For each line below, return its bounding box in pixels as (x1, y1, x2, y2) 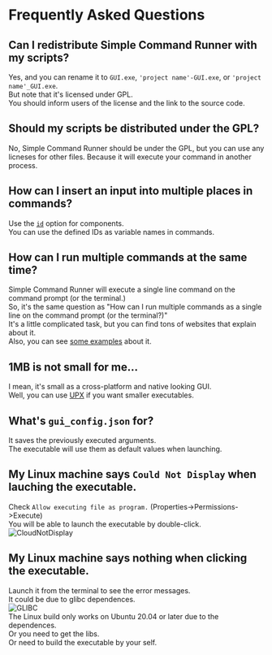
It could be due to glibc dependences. (8, 594, 136, 604)
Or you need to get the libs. (8, 628, 100, 639)
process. (8, 160, 38, 170)
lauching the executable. (8, 480, 136, 494)
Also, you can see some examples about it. (8, 336, 152, 346)
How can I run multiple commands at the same (8, 250, 248, 265)
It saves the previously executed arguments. (8, 436, 157, 445)
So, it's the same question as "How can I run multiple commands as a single (8, 302, 262, 312)
